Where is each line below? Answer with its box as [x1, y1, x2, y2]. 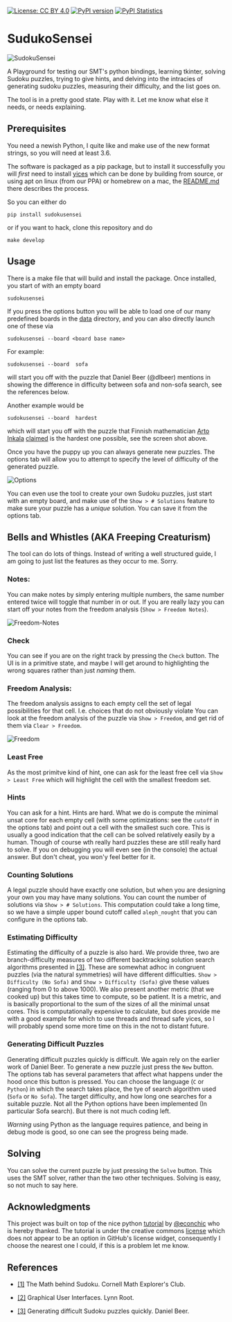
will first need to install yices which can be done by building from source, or [7, 169, 224, 178]
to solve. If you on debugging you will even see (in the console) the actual [7, 845, 218, 854]
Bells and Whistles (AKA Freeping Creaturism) [7, 531, 211, 543]
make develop [7, 237, 45, 244]
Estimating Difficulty [7, 933, 78, 942]
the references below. [7, 387, 69, 396]
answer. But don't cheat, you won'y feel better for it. [7, 852, 156, 861]
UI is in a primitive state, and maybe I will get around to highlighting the [7, 659, 210, 667]
